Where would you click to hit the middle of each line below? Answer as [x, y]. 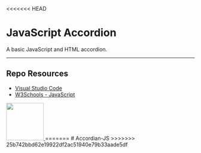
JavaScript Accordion [61, 33]
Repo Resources [37, 74]
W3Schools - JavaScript [45, 94]
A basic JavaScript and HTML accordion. [57, 49]
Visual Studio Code [39, 88]
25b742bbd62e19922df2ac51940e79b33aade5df [67, 144]
